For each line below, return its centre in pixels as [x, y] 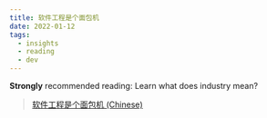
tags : [20, 34]
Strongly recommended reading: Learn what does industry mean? [133, 86]
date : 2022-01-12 [42, 26]
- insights [38, 43]
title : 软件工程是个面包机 [55, 18]
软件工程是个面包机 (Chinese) [87, 104]
